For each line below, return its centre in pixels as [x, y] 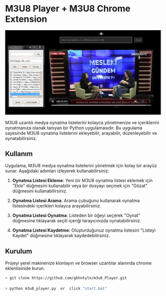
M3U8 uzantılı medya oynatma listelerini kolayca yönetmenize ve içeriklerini [82, 122]
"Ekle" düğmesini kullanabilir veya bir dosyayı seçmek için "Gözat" [80, 186]
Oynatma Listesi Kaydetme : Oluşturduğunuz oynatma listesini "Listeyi [84, 230]
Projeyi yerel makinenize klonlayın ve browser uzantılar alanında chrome [79, 263]
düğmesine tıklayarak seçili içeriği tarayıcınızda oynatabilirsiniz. [77, 221]
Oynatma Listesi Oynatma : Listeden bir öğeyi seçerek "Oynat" [76, 215]
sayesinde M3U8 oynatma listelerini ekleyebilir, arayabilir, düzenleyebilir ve [81, 133]
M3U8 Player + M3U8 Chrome [68, 9]
